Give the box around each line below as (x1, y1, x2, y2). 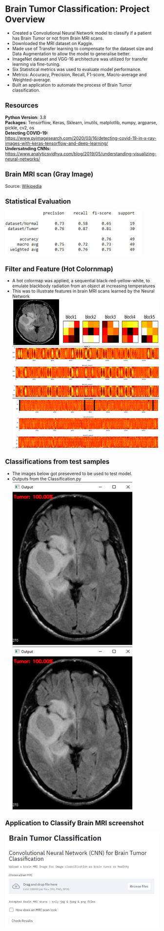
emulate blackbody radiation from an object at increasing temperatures (12, 283, 155, 289)
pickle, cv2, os (5, 125, 35, 131)
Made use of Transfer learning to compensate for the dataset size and (12, 45, 153, 51)
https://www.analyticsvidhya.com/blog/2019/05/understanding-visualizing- (5, 151, 157, 157)
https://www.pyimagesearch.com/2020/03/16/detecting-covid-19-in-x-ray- (5, 135, 157, 141)
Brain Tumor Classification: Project (5, 3, 150, 15)
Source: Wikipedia (5, 183, 42, 189)
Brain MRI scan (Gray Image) (5, 170, 94, 179)
